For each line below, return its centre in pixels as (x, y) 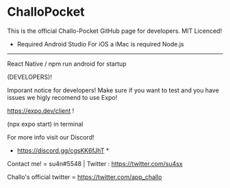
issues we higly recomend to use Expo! (62, 97)
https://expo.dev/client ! (41, 111)
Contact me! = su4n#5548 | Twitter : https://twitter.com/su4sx (95, 163)
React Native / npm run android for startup (67, 64)
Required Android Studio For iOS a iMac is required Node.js (101, 44)
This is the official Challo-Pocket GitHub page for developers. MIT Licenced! (115, 31)
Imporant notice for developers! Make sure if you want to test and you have (113, 90)
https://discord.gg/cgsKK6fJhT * (63, 150)
